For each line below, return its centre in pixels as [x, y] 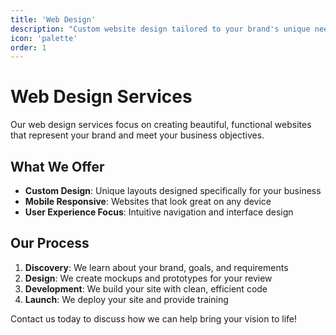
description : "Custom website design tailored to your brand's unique [160, 29]
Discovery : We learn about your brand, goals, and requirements [156, 267]
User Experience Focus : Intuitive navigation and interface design [159, 212]
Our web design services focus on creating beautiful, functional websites [161, 125]
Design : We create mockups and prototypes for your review [148, 278]
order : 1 [28, 47]
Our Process [50, 243]
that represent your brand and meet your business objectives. [137, 135]
